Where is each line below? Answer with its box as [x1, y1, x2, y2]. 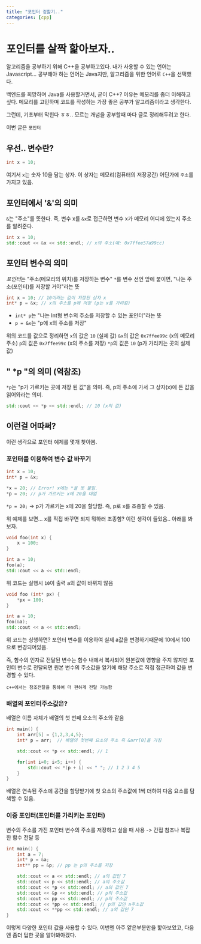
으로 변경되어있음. [6, 644, 48, 651]
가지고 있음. [6, 178, 34, 186]
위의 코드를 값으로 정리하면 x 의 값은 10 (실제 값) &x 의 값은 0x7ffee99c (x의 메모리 [6, 332, 195, 339]
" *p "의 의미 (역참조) [6, 366, 81, 377]
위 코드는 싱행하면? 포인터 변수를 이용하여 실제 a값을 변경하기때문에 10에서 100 [6, 636, 190, 643]
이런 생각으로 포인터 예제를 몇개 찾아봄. [6, 438, 98, 445]
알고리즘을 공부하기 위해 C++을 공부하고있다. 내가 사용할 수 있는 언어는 [6, 63, 172, 70]
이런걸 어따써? [6, 421, 56, 431]
